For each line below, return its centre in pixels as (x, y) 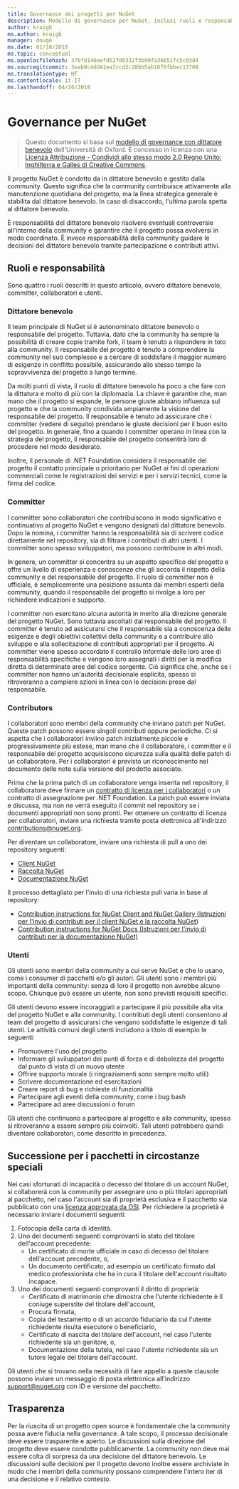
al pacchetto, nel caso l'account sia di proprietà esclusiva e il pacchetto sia (117, 1199)
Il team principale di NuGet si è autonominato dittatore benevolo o (103, 327)
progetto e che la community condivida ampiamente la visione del (104, 409)
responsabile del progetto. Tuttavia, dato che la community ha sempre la (113, 334)
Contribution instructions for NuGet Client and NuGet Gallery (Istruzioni (122, 914)
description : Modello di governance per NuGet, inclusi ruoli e (105, 21)
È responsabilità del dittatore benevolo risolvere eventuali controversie (110, 223)
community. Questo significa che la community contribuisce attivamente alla (119, 186)
